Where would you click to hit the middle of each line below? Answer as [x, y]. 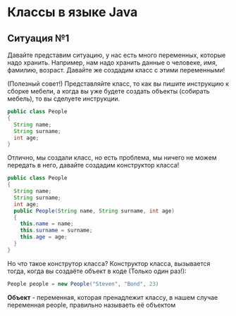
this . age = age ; [44, 237]
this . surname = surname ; [56, 230]
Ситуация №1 [38, 38]
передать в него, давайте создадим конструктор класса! [93, 165]
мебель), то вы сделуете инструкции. [64, 99]
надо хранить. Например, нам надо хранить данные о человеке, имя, [112, 63]
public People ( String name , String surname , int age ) [94, 211]
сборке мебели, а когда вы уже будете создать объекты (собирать [108, 91]
